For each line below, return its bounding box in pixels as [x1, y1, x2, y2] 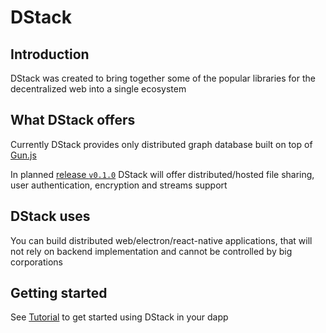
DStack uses [10, 208, 91, 225]
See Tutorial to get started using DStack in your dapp [10, 311, 229, 323]
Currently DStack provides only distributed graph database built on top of [10, 138, 313, 150]
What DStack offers [10, 112, 136, 129]
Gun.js [10, 149, 37, 161]
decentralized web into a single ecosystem [10, 83, 187, 95]
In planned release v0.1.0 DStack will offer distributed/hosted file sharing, [10, 168, 315, 180]
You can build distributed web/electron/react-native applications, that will [10, 234, 313, 246]
